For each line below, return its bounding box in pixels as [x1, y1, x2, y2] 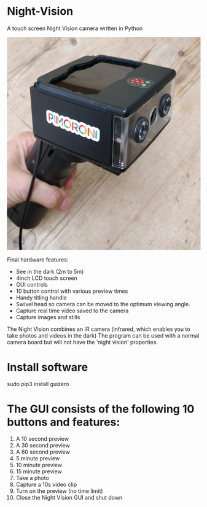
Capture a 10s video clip [15, 481, 77, 489]
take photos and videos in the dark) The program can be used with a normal [7, 332, 200, 339]
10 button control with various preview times [15, 287, 128, 295]
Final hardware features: [7, 256, 69, 263]
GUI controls [15, 281, 48, 288]
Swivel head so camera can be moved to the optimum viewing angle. [15, 301, 190, 308]
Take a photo [15, 474, 50, 482]
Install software [7, 360, 88, 374]
